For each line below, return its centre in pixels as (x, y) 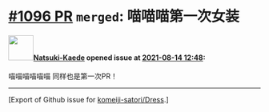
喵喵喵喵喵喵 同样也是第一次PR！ (63, 76)
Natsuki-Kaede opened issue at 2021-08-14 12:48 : (119, 58)
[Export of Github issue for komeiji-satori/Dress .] (89, 100)
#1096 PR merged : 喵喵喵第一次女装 (124, 16)
